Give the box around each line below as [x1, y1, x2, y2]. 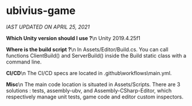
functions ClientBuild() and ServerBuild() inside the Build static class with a [6, 52, 187, 59]
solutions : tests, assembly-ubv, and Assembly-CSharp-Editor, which [6, 87, 172, 94]
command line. [6, 58, 42, 65]
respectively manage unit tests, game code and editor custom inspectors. [6, 93, 184, 100]
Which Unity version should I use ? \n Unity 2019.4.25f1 [6, 34, 140, 41]
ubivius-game [6, 4, 76, 17]
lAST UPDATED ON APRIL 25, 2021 [6, 23, 90, 30]
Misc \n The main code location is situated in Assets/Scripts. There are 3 [6, 80, 180, 88]
